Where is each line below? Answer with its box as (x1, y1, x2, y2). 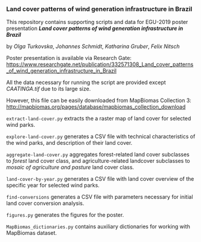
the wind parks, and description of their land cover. (6, 139, 133, 147)
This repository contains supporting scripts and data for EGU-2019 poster (6, 19, 188, 26)
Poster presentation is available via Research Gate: (6, 55, 132, 62)
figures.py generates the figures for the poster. (6, 211, 124, 219)
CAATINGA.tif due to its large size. (6, 85, 91, 92)
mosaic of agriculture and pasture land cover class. (6, 164, 134, 171)
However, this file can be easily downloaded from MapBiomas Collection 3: (6, 97, 192, 104)
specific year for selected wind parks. (6, 182, 100, 189)
